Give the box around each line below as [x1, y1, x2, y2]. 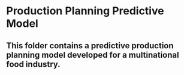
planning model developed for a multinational [6, 49, 179, 60]
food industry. [6, 59, 61, 69]
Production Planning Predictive [6, 4, 164, 18]
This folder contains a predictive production [6, 40, 174, 51]
